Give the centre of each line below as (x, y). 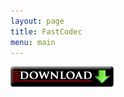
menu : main (33, 42)
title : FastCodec (46, 31)
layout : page (37, 21)
